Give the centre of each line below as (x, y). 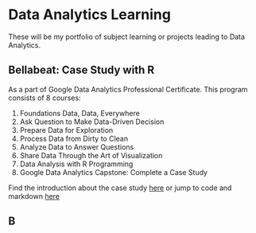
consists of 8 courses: (45, 98)
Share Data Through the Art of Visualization (91, 155)
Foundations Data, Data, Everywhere (80, 113)
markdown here (34, 196)
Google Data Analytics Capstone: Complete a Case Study (114, 172)
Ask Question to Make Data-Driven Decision (92, 122)
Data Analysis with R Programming (76, 164)
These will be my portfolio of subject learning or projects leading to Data (126, 37)
